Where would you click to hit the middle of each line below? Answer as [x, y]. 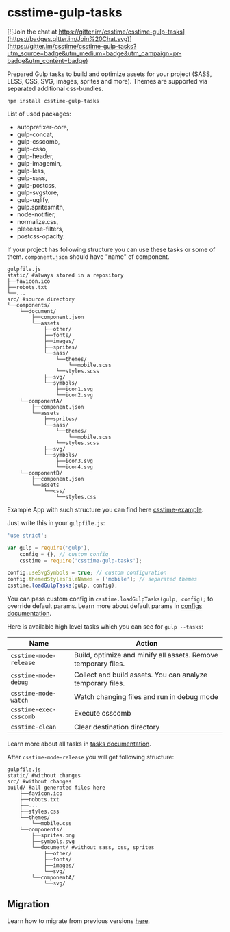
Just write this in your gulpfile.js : [56, 522]
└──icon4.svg [75, 467]
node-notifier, [36, 214]
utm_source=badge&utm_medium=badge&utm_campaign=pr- [94, 53]
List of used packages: [39, 114]
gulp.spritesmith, [41, 207]
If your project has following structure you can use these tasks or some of [111, 249]
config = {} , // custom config [64, 554]
